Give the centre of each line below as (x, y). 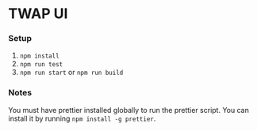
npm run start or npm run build (71, 73)
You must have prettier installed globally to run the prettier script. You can (129, 110)
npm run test (41, 65)
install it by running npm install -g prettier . (82, 118)
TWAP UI (38, 14)
